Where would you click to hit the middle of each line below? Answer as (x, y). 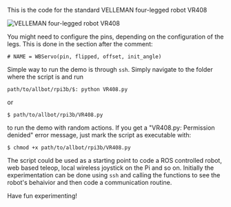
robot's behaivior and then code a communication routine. (90, 183)
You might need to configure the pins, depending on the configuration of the (115, 37)
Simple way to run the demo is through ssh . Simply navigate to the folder (110, 69)
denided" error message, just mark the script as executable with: (99, 135)
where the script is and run (46, 77)
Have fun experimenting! (42, 196)
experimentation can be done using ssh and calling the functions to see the (114, 175)
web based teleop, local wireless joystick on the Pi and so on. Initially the (111, 168)
